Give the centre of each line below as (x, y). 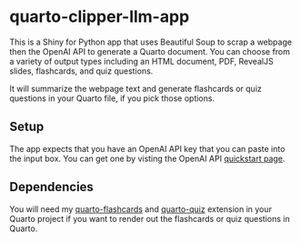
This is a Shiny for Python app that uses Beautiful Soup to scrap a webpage (151, 42)
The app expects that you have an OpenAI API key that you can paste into (147, 148)
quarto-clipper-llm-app (100, 17)
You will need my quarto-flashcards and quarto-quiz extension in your (141, 209)
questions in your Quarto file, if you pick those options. (112, 98)
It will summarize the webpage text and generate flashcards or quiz (135, 88)
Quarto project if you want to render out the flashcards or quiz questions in (150, 218)
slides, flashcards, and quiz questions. (81, 71)
